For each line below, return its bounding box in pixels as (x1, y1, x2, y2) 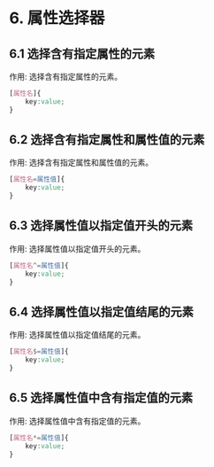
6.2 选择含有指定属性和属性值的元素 (9, 132, 205, 147)
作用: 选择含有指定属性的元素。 (9, 72, 122, 82)
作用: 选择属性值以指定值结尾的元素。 (9, 330, 146, 340)
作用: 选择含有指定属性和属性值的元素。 (9, 157, 153, 168)
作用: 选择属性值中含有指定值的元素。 (9, 416, 146, 426)
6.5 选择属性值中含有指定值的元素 (9, 391, 193, 406)
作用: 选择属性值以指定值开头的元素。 (9, 243, 146, 253)
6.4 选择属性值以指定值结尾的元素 (9, 304, 195, 319)
